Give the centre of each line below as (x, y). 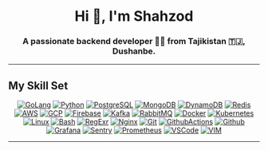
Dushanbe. (134, 51)
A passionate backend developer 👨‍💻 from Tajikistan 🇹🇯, (134, 41)
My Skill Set (38, 86)
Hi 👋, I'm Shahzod (134, 16)
